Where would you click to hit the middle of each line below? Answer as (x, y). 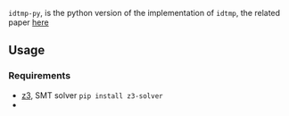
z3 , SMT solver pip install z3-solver (92, 95)
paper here (29, 22)
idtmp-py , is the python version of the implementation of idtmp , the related (144, 13)
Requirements (40, 76)
